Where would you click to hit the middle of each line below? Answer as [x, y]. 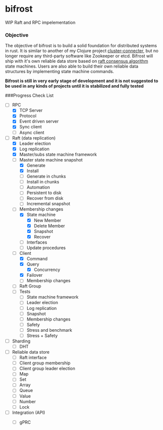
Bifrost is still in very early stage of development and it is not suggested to [82, 81]
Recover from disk [45, 198]
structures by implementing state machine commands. [60, 72]
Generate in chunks [46, 177]
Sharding [21, 341]
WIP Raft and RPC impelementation [40, 22]
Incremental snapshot [48, 204]
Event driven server [39, 121]
